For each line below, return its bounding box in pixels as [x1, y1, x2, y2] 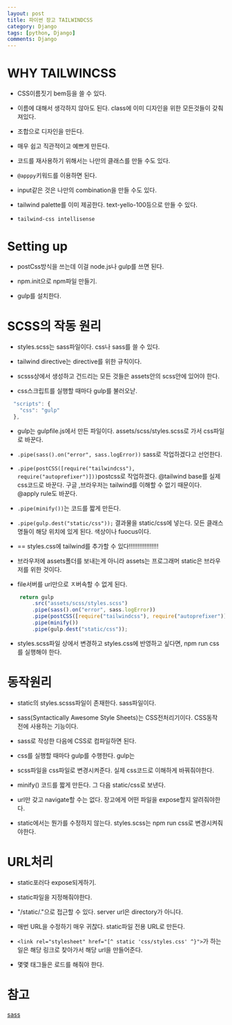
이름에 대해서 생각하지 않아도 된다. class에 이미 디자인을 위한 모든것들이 [17, 104, 211, 113]
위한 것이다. [30, 565, 62, 573]
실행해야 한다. [24, 647, 62, 656]
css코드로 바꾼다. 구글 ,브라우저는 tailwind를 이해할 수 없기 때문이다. [17, 481, 202, 489]
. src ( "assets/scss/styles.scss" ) [32, 600, 128, 607]
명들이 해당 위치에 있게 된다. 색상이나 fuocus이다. [17, 527, 151, 535]
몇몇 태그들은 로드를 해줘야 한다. [17, 960, 104, 968]
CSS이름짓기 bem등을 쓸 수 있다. [17, 89, 107, 97]
